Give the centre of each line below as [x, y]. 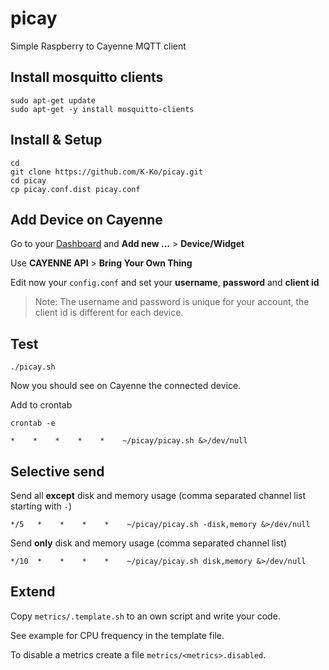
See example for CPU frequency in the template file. [117, 635]
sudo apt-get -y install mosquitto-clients [102, 109]
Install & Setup [56, 140]
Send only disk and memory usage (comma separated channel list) [148, 543]
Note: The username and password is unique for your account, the [172, 302]
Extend [33, 592]
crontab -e [33, 423]
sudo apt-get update [53, 100]
